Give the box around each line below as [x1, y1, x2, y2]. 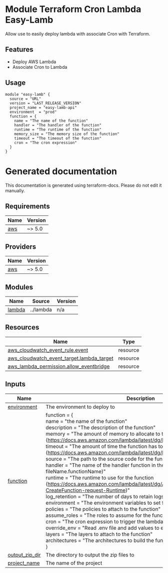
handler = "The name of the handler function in [45, 462, 156, 469]
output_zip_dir [7, 551, 41, 558]
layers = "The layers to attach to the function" [45, 530, 153, 537]
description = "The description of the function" [45, 424, 156, 431]
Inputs [5, 380, 26, 388]
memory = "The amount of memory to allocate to [45, 430, 160, 437]
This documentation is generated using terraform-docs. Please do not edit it [5, 182, 162, 188]
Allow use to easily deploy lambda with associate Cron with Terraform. [5, 31, 150, 37]
